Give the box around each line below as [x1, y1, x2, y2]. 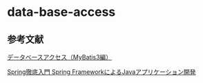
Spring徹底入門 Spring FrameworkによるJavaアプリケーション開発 [7, 68, 196, 76]
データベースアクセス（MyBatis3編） [7, 53, 113, 61]
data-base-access [7, 4, 116, 20]
